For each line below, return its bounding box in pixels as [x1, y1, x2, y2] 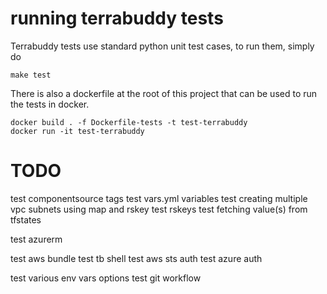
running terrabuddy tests [10, 7, 224, 30]
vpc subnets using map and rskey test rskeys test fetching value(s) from [10, 203, 308, 215]
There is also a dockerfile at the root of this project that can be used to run [10, 87, 318, 99]
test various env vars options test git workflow [10, 272, 202, 284]
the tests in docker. [10, 98, 90, 110]
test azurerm [10, 233, 63, 245]
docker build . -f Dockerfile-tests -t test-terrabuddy [10, 117, 248, 127]
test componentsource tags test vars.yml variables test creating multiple [10, 192, 308, 204]
